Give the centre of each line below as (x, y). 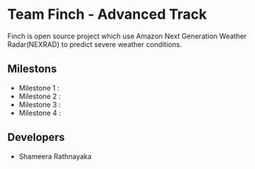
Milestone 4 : (40, 113)
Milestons (32, 69)
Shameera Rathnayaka (55, 156)
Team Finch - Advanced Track (107, 14)
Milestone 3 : (40, 104)
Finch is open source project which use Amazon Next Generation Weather (127, 36)
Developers (36, 137)
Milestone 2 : (40, 96)
